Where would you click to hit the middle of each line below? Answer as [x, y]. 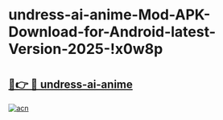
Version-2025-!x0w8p [86, 49]
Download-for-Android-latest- [112, 32]
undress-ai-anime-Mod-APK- [109, 15]
